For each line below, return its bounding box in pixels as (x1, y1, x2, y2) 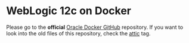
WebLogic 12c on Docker (6, 4, 131, 18)
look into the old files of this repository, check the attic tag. (6, 29, 151, 37)
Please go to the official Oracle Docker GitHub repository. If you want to (6, 24, 184, 31)
